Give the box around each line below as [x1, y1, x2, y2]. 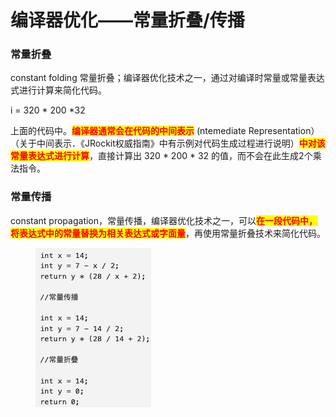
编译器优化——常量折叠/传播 [10, 9, 245, 32]
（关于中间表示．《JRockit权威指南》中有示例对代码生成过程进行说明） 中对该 [10, 137, 326, 150]
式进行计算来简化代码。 [10, 84, 107, 96]
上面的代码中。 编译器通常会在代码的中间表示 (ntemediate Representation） [10, 125, 320, 137]
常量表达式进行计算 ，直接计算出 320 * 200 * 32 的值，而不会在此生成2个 [10, 150, 313, 162]
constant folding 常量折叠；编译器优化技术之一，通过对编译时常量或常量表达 [10, 72, 325, 84]
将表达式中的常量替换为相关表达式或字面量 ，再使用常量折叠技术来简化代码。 [10, 227, 326, 239]
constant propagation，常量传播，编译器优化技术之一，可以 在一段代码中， [10, 214, 318, 226]
